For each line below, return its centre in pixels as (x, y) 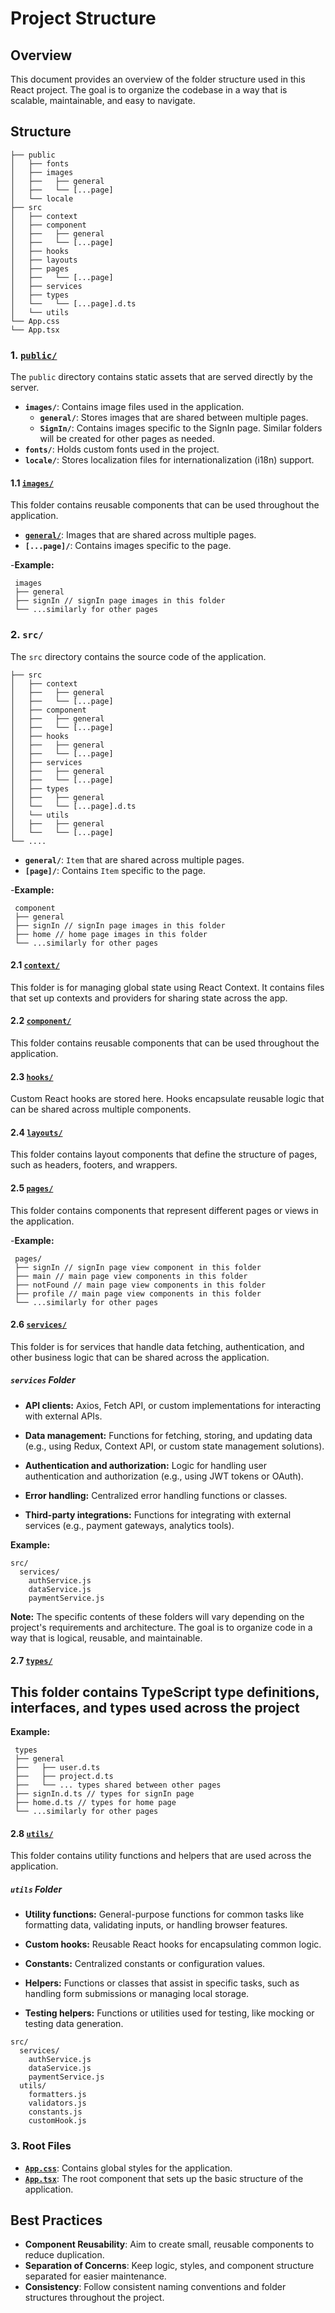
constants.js (55, 2112)
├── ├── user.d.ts (57, 1768)
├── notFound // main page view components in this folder (140, 1285)
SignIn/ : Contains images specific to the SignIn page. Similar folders (181, 428)
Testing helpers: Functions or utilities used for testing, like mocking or (169, 2013)
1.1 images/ (32, 483)
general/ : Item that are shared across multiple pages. (134, 859)
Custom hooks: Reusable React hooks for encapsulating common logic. (173, 1944)
